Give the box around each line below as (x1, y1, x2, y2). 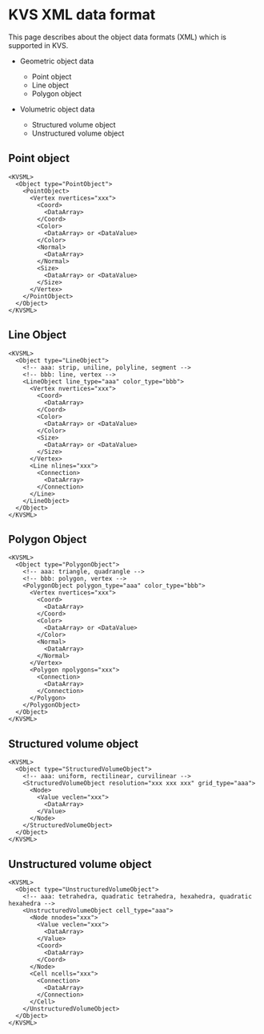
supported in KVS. (8, 40, 69, 50)
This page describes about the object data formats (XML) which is (8, 32, 226, 42)
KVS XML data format (8, 6, 156, 24)
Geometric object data (19, 56, 94, 66)
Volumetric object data (19, 104, 95, 114)
